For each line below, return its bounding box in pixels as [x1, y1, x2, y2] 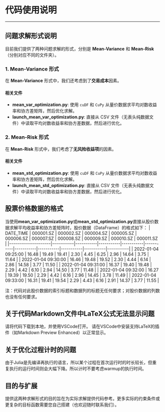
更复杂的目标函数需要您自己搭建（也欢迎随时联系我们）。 [5, 402, 119, 408]
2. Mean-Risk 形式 [5, 134, 49, 141]
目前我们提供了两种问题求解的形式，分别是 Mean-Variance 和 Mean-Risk [5, 45, 154, 52]
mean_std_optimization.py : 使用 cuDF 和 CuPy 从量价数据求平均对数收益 [12, 170, 158, 176]
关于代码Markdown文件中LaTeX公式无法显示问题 [5, 309, 155, 318]
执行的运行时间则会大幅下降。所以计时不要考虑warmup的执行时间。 [9, 366, 146, 372]
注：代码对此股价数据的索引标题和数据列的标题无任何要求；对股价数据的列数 [5, 287, 160, 294]
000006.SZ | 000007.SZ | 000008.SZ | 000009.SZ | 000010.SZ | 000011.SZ [5, 235, 158, 241]
